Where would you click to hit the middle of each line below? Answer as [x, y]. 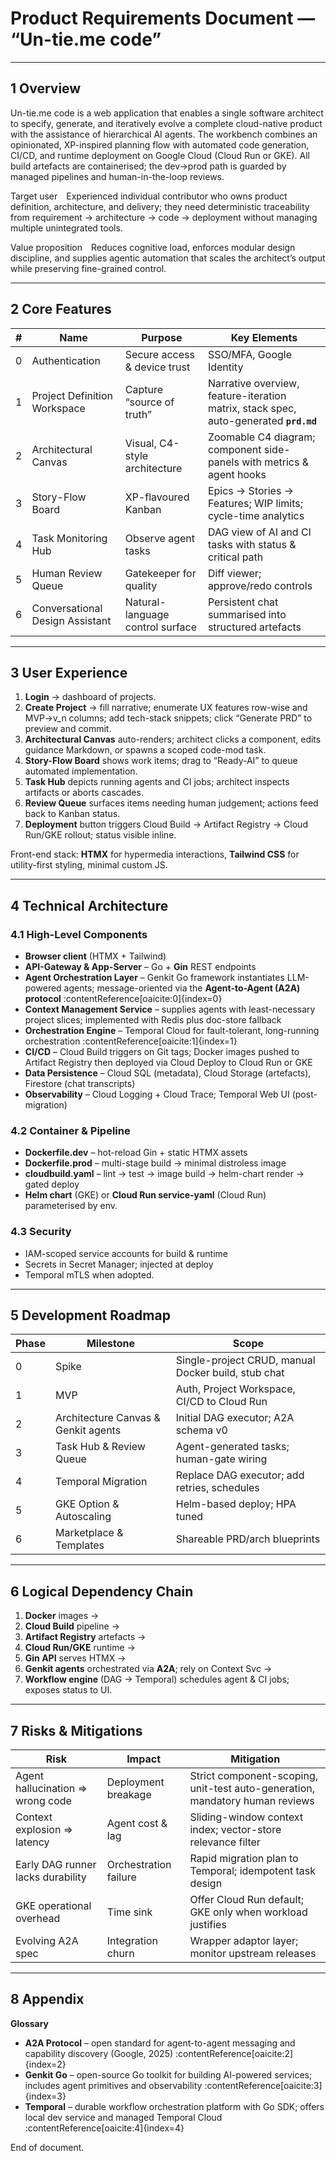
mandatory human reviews [252, 1801]
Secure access [159, 354]
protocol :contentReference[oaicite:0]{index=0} [123, 999]
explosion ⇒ [44, 1830]
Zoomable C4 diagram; [261, 437]
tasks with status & [252, 544]
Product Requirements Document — [163, 18]
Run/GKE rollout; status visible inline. [100, 835]
